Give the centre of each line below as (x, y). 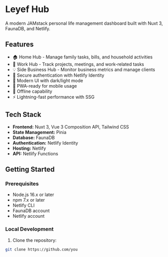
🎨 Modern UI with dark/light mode (48, 80)
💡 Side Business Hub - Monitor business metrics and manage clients (84, 70)
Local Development (30, 229)
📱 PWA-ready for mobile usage (45, 86)
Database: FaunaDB (34, 138)
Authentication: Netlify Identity (45, 143)
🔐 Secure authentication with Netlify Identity (58, 75)
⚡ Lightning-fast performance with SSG (53, 97)
